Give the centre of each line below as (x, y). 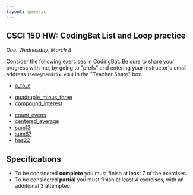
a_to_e (23, 86)
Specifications (34, 159)
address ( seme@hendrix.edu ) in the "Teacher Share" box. (75, 74)
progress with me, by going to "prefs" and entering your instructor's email (96, 68)
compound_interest (38, 103)
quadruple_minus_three (43, 97)
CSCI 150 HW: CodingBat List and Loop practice (96, 36)
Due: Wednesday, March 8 (39, 50)
